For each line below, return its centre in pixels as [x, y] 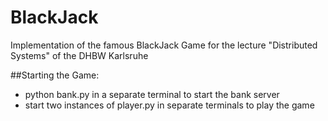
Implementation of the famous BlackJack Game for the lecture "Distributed [164, 45]
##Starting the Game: [55, 75]
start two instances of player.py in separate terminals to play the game [169, 105]
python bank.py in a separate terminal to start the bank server [152, 94]
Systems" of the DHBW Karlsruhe [79, 55]
